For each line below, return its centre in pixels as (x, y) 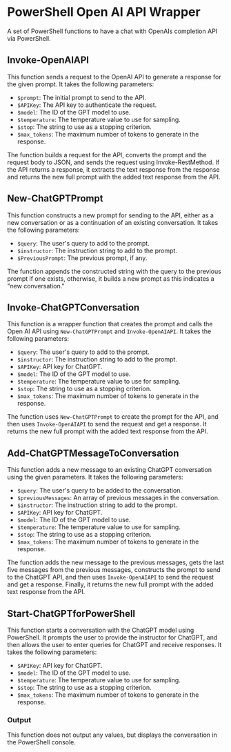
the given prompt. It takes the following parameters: (81, 84)
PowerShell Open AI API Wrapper (104, 12)
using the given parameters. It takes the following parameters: (96, 477)
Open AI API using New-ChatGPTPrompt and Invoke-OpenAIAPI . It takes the (109, 331)
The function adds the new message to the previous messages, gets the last (115, 562)
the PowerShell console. (41, 742)
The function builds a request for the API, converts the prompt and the (107, 155)
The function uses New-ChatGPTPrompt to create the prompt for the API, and (113, 417)
